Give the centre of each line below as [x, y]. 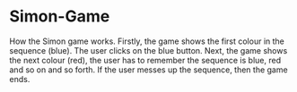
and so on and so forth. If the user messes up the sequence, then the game [149, 70]
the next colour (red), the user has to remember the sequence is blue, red [145, 60]
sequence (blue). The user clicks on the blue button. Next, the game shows [148, 50]
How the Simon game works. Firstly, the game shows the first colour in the [147, 41]
